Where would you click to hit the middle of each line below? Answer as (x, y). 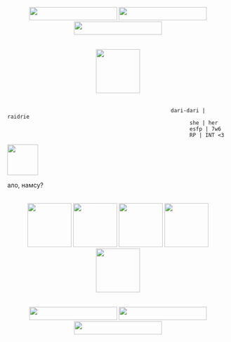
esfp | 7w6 (205, 129)
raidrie (19, 117)
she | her (204, 123)
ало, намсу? (25, 185)
